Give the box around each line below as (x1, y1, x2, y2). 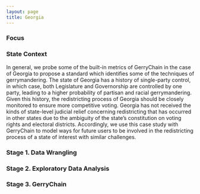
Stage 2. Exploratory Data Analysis (6, 164, 109, 173)
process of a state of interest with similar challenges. (6, 133, 136, 140)
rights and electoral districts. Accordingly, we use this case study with (6, 121, 179, 128)
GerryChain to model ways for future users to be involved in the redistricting (6, 127, 194, 134)
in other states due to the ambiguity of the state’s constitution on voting (6, 114, 182, 121)
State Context (6, 50, 48, 58)
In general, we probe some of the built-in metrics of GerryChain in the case (6, 63, 191, 70)
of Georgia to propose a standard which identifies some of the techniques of (6, 70, 195, 77)
